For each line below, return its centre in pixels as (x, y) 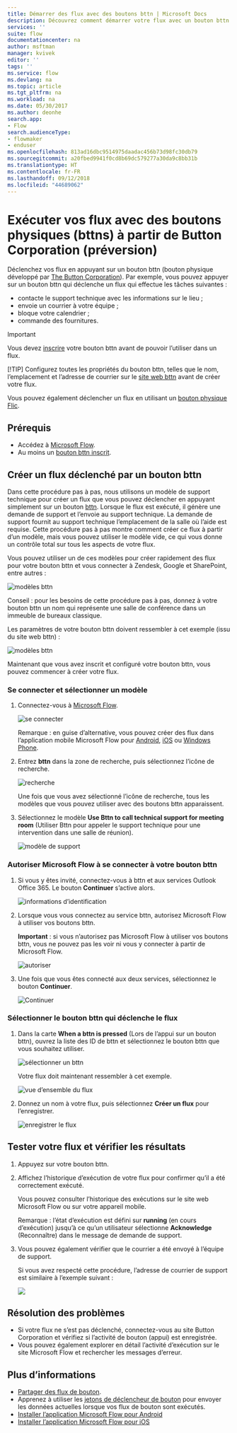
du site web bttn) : (34, 637)
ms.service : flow (33, 73)
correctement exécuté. (51, 1185)
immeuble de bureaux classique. (55, 615)
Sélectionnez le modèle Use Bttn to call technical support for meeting (121, 818)
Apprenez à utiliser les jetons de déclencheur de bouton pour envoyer (119, 1399)
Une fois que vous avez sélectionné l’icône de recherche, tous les (114, 796)
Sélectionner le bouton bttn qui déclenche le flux (93, 1018)
